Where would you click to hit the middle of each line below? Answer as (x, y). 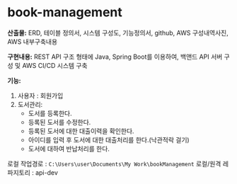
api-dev (47, 172)
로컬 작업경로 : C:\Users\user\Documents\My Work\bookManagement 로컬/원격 (114, 163)
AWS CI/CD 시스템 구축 (55, 65)
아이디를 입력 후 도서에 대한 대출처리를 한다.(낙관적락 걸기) (109, 139)
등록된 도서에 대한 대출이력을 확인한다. (81, 131)
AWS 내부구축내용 (33, 41)
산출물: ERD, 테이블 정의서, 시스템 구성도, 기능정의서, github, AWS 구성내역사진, (118, 33)
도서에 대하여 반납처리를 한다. (69, 149)
